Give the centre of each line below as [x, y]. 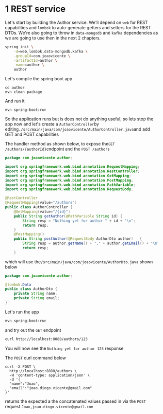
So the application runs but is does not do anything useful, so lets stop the [79, 119]
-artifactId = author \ [35, 60]
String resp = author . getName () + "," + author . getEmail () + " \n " [91, 243]
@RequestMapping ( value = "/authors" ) [41, 203]
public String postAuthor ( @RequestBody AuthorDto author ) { [78, 239]
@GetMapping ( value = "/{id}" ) [42, 212]
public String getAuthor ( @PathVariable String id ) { [68, 216]
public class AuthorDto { [31, 289]
